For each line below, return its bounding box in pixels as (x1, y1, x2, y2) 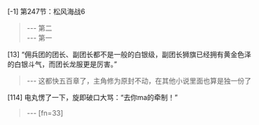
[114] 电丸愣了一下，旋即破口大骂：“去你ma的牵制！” (7, 93, 178, 102)
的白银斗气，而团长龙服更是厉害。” (7, 59, 118, 69)
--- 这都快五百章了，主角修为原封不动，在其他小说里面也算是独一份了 (26, 77, 252, 85)
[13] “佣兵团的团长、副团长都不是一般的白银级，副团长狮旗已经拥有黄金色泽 (7, 50, 252, 59)
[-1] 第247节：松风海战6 (7, 7, 86, 16)
